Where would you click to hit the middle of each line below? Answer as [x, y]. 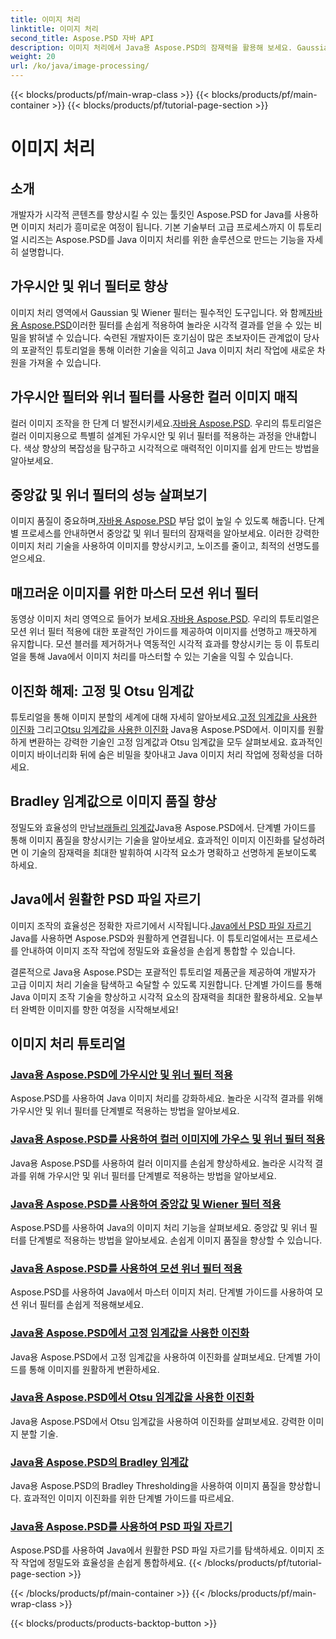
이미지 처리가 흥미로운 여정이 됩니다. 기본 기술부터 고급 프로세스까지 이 [158, 227]
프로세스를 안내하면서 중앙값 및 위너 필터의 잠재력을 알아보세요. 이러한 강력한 [170, 533]
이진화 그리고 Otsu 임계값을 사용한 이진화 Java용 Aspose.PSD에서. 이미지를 [158, 730]
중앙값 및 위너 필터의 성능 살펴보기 [109, 495]
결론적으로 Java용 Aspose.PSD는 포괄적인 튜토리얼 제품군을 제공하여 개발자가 [163, 972]
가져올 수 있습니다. [65, 362]
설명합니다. [42, 252]
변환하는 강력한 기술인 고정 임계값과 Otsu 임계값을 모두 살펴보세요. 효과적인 [175, 742]
